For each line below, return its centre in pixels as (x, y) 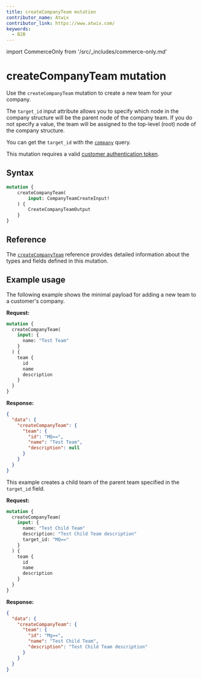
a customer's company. (36, 301)
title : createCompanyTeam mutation (51, 12)
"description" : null (54, 448)
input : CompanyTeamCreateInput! (69, 198)
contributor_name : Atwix (38, 18)
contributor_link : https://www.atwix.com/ (61, 23)
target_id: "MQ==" (45, 540)
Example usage (36, 280)
